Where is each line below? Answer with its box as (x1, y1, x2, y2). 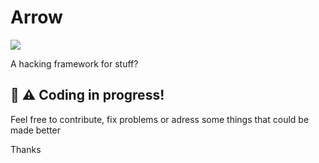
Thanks (10, 143, 42, 155)
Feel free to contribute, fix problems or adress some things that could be (10, 113, 310, 125)
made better (10, 124, 61, 136)
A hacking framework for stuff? (10, 57, 139, 70)
